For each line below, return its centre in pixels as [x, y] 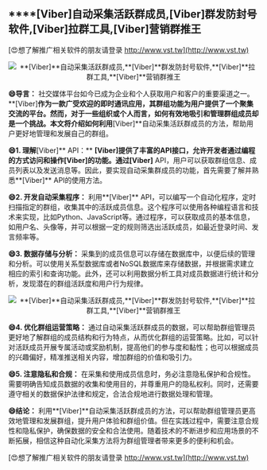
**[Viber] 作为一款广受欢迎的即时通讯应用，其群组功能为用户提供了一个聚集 [131, 103]
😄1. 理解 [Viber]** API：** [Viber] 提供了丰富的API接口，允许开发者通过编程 [132, 150]
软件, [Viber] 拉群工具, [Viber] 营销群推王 [105, 29]
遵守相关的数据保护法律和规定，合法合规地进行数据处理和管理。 [112, 394]
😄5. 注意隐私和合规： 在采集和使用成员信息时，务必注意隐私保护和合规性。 [132, 374]
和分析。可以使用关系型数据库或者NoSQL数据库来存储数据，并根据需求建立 [131, 263]
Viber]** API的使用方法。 [66, 180]
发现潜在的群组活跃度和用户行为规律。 [85, 283]
